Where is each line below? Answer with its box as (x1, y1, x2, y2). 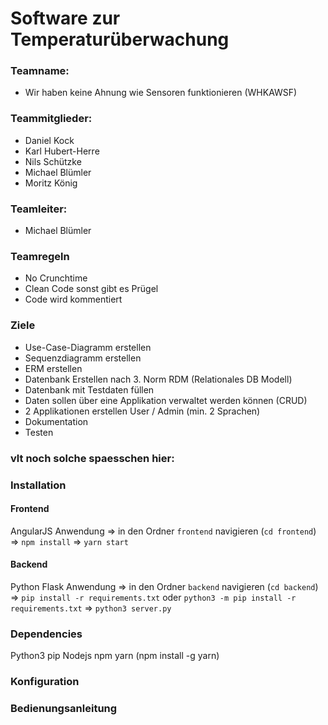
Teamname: (10, 64, 70, 78)
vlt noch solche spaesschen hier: (10, 451, 175, 465)
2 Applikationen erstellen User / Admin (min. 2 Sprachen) (24, 405, 261, 417)
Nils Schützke (24, 155, 82, 167)
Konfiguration (10, 675, 80, 689)
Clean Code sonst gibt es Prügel (24, 283, 159, 295)
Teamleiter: (10, 202, 68, 216)
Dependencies (10, 627, 83, 641)
